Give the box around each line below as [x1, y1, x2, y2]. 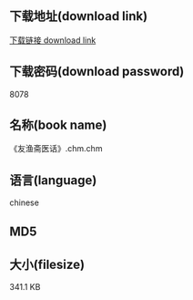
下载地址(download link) [9, 8, 148, 25]
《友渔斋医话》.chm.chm [9, 143, 103, 154]
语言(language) [9, 172, 97, 188]
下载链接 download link [9, 35, 96, 46]
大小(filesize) [9, 257, 85, 273]
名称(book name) [9, 118, 107, 133]
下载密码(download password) [9, 64, 185, 79]
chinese [9, 197, 39, 208]
